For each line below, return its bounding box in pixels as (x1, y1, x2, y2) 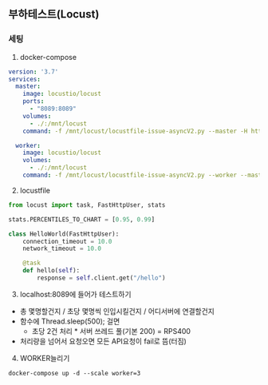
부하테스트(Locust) (8, 7, 100, 22)
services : (8, 75, 41, 83)
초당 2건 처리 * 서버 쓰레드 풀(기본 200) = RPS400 (31, 326, 191, 335)
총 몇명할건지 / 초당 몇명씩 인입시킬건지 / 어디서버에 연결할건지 (19, 306, 215, 316)
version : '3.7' (8, 67, 59, 76)
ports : (22, 97, 45, 105)
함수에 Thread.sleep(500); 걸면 (19, 316, 120, 326)
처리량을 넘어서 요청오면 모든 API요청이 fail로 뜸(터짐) (19, 336, 187, 346)
